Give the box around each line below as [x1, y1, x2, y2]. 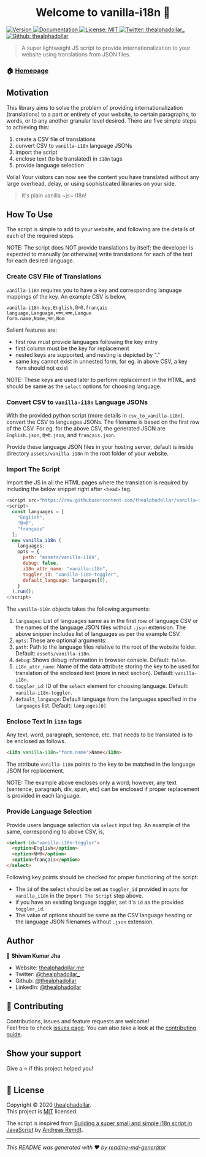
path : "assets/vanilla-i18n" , [22, 554, 100, 560]
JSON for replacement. [6, 767, 65, 774]
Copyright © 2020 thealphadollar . [6, 1101, 92, 1109]
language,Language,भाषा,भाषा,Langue [6, 310, 92, 316]
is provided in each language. [6, 792, 81, 800]
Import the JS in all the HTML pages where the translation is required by [6, 479, 188, 486]
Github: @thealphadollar [15, 977, 77, 984]
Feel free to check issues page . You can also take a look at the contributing [6, 1024, 196, 1031]
